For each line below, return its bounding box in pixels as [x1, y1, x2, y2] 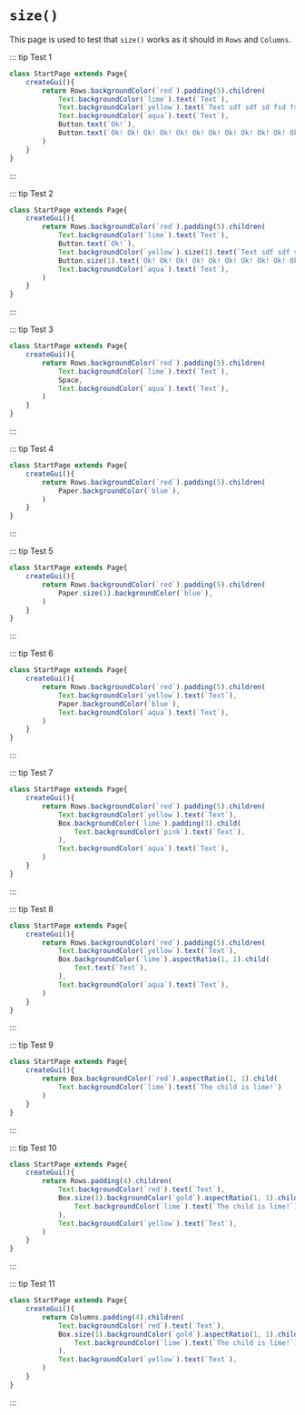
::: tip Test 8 [9, 903, 54, 914]
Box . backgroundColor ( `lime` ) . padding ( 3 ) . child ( [57, 818, 242, 828]
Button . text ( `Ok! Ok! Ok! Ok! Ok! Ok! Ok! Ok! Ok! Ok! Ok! [57, 128, 286, 138]
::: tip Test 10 [9, 1142, 57, 1153]
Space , [57, 376, 84, 385]
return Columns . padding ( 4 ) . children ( [42, 1312, 184, 1321]
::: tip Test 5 [9, 546, 54, 557]
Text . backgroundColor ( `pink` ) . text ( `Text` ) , [74, 827, 246, 837]
